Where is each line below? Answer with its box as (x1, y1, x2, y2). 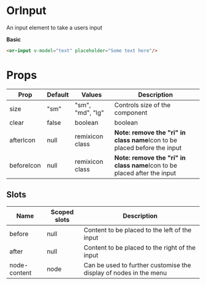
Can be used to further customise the (83, 261, 191, 269)
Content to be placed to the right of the (83, 243, 196, 251)
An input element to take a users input (6, 24, 102, 31)
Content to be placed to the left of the (83, 226, 192, 234)
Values (81, 90, 102, 98)
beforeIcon (9, 161, 41, 169)
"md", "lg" (74, 108, 104, 117)
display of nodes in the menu (83, 268, 167, 277)
